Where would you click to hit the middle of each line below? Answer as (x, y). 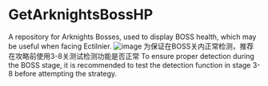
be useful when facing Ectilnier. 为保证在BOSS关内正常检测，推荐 (131, 46)
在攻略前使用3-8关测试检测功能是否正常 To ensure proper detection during (131, 56)
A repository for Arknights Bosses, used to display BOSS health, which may (132, 37)
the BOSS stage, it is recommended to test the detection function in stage (130, 64)
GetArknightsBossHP (81, 15)
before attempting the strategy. (66, 73)
